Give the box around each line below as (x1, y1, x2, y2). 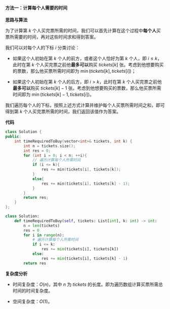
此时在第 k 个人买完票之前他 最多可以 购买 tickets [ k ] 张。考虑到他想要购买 (12, 62, 164, 68)
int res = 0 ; (23, 148, 51, 153)
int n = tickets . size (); (23, 143, 76, 149)
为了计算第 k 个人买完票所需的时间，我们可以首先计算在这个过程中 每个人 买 (5, 28, 161, 34)
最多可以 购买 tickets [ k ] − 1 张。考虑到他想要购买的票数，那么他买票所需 (12, 85, 161, 91)
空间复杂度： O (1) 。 (12, 298, 53, 304)
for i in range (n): (23, 233, 65, 238)
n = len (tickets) (23, 223, 60, 228)
